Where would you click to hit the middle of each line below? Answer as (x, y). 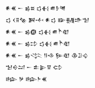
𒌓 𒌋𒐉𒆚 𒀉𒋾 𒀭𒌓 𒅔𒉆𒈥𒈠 (47, 20)
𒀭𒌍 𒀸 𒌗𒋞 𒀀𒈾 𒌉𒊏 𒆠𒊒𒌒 (47, 55)
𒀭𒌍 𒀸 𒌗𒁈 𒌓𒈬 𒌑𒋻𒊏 (37, 32)
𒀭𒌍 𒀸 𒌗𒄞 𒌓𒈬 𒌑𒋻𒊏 (38, 43)
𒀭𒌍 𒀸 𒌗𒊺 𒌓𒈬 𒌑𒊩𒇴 (36, 8)
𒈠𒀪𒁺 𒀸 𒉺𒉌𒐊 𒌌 (34, 67)
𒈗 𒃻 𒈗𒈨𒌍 (27, 79)
